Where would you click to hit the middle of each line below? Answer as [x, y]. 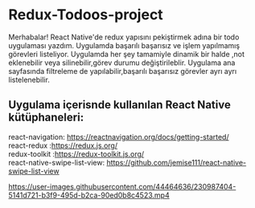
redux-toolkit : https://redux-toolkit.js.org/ [76, 153]
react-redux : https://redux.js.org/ [63, 145]
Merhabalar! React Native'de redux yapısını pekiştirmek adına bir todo [124, 37]
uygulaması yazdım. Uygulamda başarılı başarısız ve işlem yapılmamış [124, 45]
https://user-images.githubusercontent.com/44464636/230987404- [122, 186]
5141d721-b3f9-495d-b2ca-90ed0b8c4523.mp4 [89, 195]
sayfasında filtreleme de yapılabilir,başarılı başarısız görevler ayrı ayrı [123, 71]
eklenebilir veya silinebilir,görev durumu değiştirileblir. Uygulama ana [122, 63]
